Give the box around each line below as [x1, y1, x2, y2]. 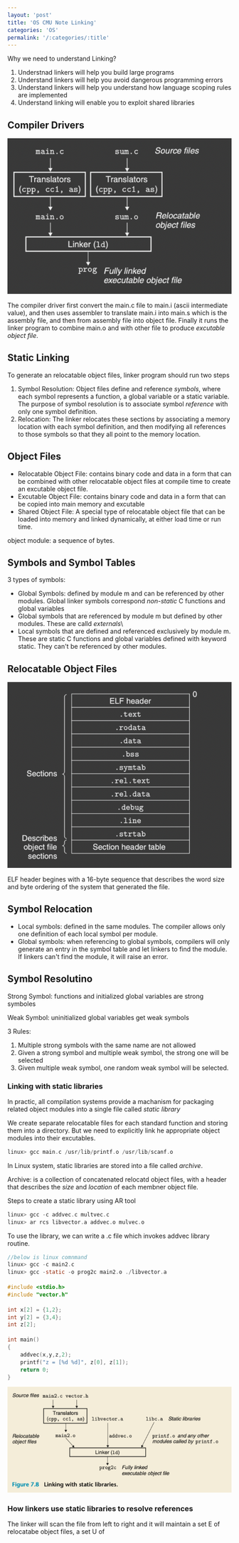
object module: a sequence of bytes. [7, 536, 115, 544]
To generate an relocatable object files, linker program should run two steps [7, 371, 230, 379]
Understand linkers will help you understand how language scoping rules [17, 83, 232, 92]
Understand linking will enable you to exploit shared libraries [17, 98, 195, 107]
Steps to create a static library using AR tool [7, 1196, 137, 1205]
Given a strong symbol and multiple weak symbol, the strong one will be [17, 1048, 229, 1056]
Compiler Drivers [7, 119, 85, 131]
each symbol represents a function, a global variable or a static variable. [17, 392, 230, 401]
